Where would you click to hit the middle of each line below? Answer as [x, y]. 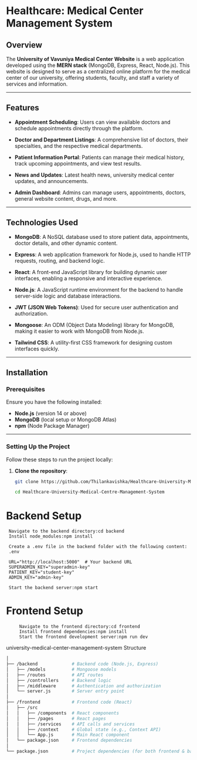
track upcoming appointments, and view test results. [78, 163]
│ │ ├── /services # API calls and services [70, 724]
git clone [27, 482]
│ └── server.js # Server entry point [65, 691]
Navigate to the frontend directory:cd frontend [80, 627]
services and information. [37, 84]
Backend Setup [44, 516]
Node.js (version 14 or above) [50, 413]
